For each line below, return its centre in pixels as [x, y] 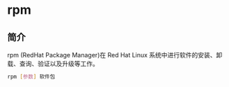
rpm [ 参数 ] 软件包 [31, 77]
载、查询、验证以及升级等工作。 [53, 64]
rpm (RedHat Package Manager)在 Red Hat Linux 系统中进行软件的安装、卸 [115, 55]
